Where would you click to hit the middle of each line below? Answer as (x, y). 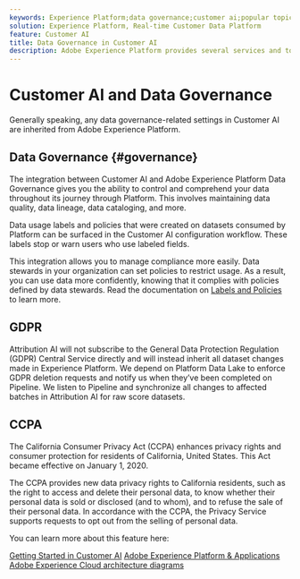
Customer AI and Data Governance (141, 95)
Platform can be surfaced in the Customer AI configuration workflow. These (148, 234)
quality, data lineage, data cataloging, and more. (98, 208)
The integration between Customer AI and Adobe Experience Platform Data (147, 179)
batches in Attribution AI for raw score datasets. (97, 396)
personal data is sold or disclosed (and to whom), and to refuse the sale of (146, 501)
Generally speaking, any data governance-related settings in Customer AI (144, 120)
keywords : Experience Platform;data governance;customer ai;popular (139, 17)
